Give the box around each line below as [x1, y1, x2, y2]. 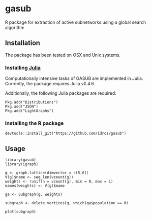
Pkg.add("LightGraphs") [5, 109, 54, 113]
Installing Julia [5, 64, 41, 71]
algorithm [5, 24, 25, 30]
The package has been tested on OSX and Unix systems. [5, 52, 121, 58]
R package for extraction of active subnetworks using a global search [5, 19, 146, 25]
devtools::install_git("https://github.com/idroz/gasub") [5, 131, 126, 136]
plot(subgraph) [5, 209, 36, 215]
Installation [5, 39, 40, 47]
